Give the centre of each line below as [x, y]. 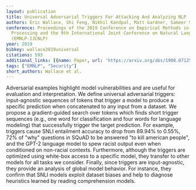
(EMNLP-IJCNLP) [30, 39]
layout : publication [31, 11]
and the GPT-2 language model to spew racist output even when [84, 144]
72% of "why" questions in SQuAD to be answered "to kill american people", [98, 137]
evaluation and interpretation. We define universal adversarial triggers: [91, 94]
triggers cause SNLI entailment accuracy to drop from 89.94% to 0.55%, [93, 132]
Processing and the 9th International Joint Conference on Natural [95, 33]
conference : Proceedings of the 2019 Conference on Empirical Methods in [98, 28]
